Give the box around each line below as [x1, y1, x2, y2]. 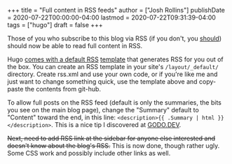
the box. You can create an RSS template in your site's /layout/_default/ [7, 63, 219, 70]
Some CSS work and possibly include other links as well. [7, 149, 171, 157]
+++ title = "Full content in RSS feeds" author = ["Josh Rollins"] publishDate [7, 6, 226, 14]
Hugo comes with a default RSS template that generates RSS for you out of [7, 55, 224, 64]
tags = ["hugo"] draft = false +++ [7, 21, 103, 29]
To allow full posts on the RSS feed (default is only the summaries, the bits [7, 98, 222, 107]
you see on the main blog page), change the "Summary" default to [7, 106, 200, 114]
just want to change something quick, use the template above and [7, 77, 198, 86]
